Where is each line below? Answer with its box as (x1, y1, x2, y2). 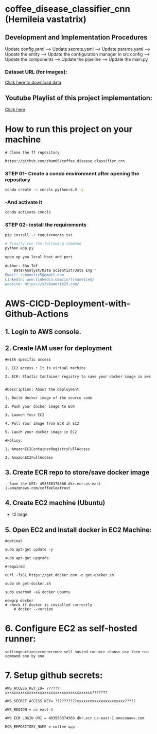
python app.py (5, 246, 34, 251)
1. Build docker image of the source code (5, 395, 92, 400)
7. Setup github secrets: (5, 670, 103, 681)
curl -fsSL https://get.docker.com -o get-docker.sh (5, 573, 114, 578)
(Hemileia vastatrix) (5, 14, 87, 25)
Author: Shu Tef (5, 263, 38, 268)
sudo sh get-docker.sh (5, 581, 51, 586)
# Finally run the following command (5, 241, 82, 246)
